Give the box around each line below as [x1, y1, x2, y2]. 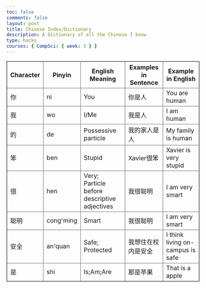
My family [166, 126, 195, 135]
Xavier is [166, 145, 191, 154]
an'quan [46, 241, 71, 250]
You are [166, 88, 188, 97]
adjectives [83, 202, 113, 210]
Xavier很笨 [128, 154, 159, 162]
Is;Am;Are [83, 267, 112, 276]
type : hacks [6, 37, 37, 44]
